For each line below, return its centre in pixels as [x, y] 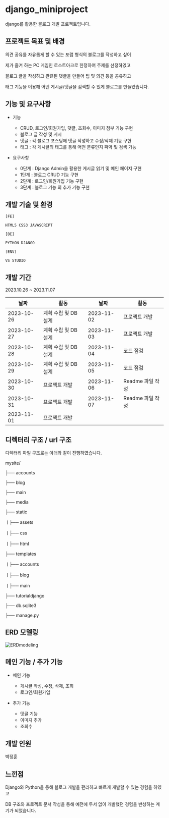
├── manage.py [22, 615]
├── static [16, 512]
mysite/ [13, 463]
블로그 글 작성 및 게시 [41, 134]
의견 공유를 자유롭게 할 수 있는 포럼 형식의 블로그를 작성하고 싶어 [68, 54]
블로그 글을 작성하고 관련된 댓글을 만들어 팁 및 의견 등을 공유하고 [68, 76]
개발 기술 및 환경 [29, 205]
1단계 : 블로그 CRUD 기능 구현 [49, 175]
